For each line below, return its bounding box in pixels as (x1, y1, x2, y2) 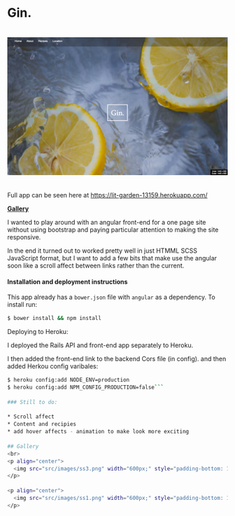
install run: (7, 300, 38, 309)
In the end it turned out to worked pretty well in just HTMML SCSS (7, 246, 198, 255)
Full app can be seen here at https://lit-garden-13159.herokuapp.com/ (7, 190, 208, 199)
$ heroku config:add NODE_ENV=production (7, 377, 130, 384)
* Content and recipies (7, 421, 77, 428)
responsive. (7, 232, 41, 241)
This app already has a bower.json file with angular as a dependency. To (7, 293, 215, 302)
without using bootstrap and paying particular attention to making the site (7, 225, 219, 234)
